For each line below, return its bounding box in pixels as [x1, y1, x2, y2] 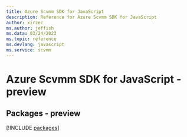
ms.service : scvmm [6, 47, 51, 53]
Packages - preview [6, 109, 81, 119]
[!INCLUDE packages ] [6, 124, 60, 131]
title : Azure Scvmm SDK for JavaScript [6, 8, 104, 15]
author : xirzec [6, 19, 44, 25]
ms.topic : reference [6, 36, 57, 42]
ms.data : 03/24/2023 [6, 31, 57, 37]
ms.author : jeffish [6, 25, 54, 31]
